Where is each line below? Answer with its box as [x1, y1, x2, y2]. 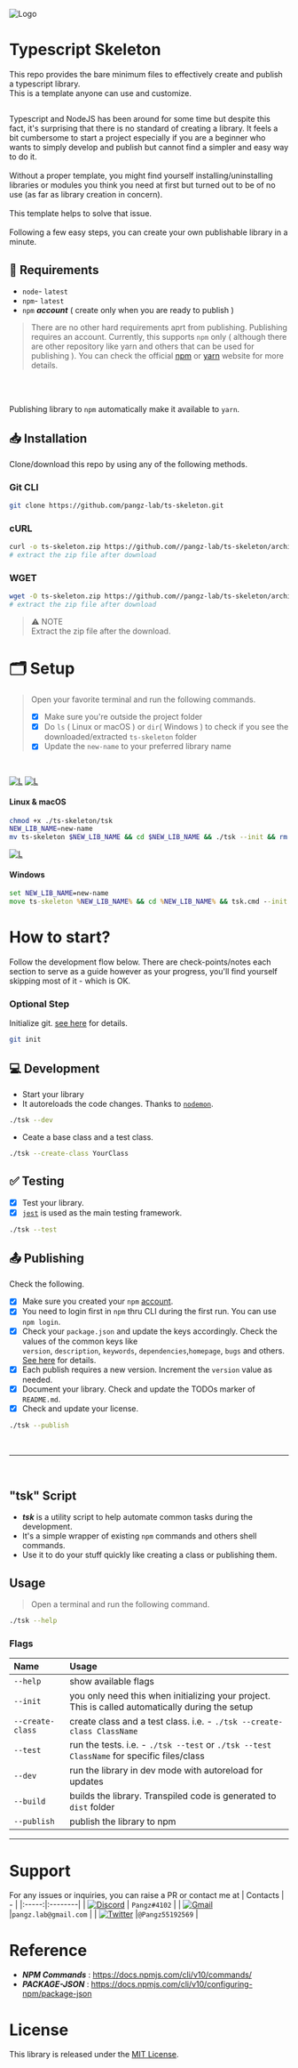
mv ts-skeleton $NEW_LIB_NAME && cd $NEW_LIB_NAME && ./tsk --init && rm [9, 833, 288, 842]
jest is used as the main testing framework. [21, 1207, 183, 1218]
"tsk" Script [9, 1489, 77, 1504]
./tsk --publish [9, 1420, 69, 1430]
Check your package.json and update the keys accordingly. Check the [21, 1326, 278, 1337]
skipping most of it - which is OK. [9, 975, 131, 987]
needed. [21, 1374, 53, 1385]
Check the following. [9, 1279, 85, 1289]
